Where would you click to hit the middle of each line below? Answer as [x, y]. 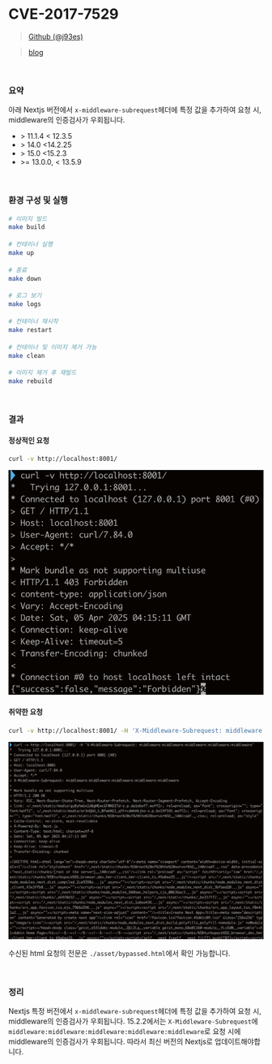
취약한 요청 [25, 712]
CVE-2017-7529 [64, 14]
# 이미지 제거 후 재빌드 [42, 373]
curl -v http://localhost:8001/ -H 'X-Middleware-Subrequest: [115, 730]
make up [21, 253]
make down [25, 278]
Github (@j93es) [55, 37]
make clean [27, 355]
